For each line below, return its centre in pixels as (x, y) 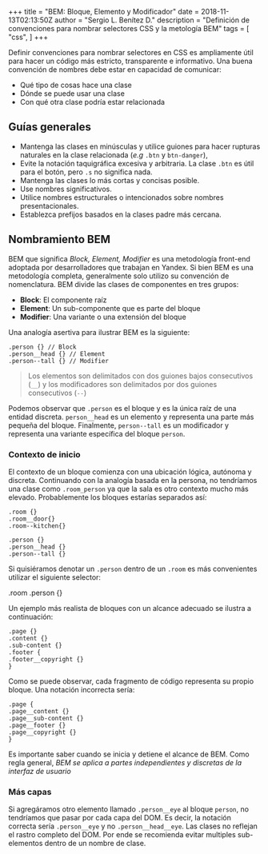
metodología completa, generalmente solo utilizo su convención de (119, 276)
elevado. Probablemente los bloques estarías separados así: (108, 497)
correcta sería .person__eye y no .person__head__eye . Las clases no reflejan (133, 826)
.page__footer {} (37, 725)
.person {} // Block (43, 347)
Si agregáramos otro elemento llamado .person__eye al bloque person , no (129, 809)
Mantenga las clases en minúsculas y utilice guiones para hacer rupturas (140, 146)
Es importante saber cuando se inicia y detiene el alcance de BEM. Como (129, 754)
